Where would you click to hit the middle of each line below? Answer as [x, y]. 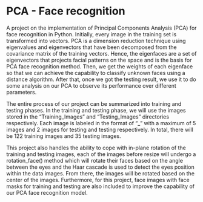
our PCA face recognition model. [47, 192]
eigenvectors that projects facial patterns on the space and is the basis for [99, 60]
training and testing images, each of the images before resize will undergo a [101, 154]
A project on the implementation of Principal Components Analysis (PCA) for [101, 28]
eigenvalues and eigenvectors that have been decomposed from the [92, 47]
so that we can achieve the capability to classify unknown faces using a [96, 73]
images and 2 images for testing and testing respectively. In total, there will [100, 129]
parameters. [22, 92]
